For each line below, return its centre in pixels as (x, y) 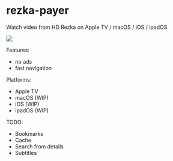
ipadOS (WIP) (32, 110)
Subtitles (26, 153)
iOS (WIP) (27, 104)
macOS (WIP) (32, 97)
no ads (23, 61)
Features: (18, 50)
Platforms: (19, 79)
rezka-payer (38, 11)
